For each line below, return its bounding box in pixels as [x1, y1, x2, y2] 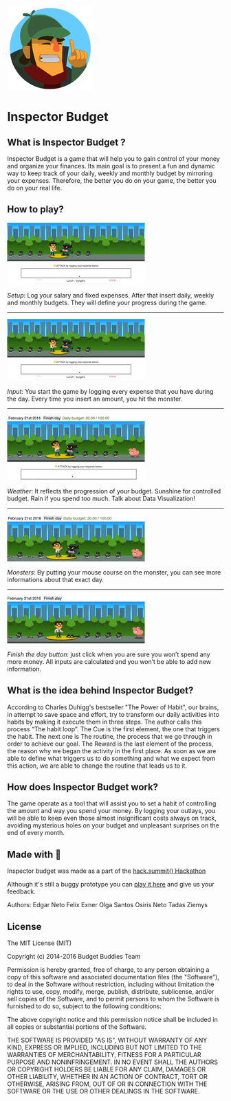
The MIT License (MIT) [7, 939, 72, 947]
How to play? [7, 203, 64, 215]
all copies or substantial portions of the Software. [7, 1023, 146, 1031]
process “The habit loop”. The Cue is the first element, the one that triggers [7, 724, 220, 733]
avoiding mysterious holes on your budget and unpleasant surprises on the [7, 821, 220, 830]
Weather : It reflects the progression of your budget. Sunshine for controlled [7, 487, 221, 495]
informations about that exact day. [7, 575, 104, 583]
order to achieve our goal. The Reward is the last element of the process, [7, 739, 214, 748]
